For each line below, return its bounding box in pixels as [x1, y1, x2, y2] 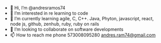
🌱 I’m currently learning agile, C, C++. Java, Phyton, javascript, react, [10, 16, 154, 21]
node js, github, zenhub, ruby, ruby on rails [10, 21, 99, 27]
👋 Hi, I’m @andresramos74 [10, 5, 66, 11]
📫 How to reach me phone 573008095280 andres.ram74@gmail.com [10, 32, 156, 38]
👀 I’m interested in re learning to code [10, 10, 88, 16]
